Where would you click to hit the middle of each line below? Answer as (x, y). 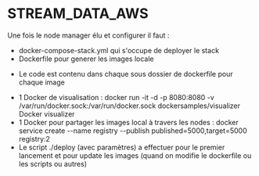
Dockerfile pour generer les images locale (86, 59)
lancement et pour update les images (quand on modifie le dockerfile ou (135, 155)
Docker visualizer (47, 113)
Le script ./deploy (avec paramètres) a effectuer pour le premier (122, 147)
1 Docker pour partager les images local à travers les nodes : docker (129, 122)
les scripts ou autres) (53, 163)
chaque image (42, 82)
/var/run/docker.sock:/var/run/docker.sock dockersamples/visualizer (129, 106)
